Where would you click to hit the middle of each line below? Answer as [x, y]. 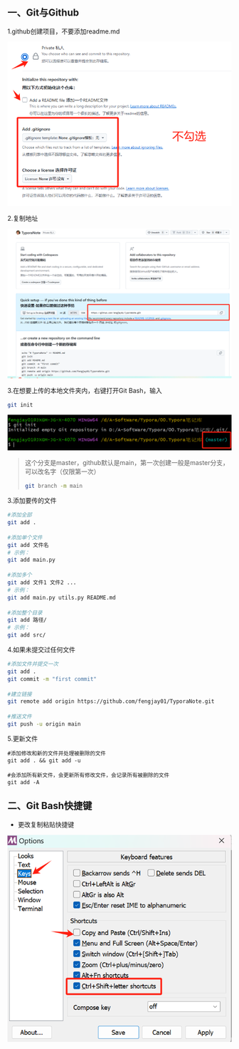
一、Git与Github [43, 13]
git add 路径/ [27, 620]
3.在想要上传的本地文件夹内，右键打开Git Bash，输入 [85, 390]
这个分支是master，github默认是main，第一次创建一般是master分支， [127, 463]
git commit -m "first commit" [52, 679]
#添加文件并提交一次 [33, 664]
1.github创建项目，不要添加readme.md [64, 31]
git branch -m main [54, 486]
